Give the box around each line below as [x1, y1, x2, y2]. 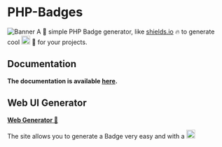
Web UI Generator [7, 97, 87, 109]
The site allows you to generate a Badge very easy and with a [7, 132, 185, 140]
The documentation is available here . [7, 76, 118, 85]
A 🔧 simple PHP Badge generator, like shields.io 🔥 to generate [36, 27, 215, 36]
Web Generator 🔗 [7, 115, 58, 124]
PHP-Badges [7, 4, 83, 20]
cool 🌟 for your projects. [7, 38, 88, 46]
